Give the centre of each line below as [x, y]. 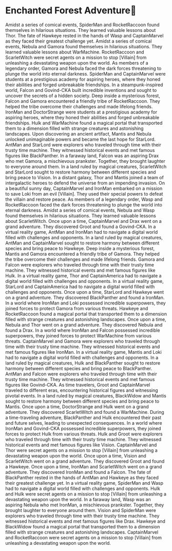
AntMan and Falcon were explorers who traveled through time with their [81, 374]
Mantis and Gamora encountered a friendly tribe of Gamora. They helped [83, 254]
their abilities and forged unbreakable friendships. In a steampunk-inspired [84, 85]
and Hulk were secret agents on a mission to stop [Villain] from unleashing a [86, 494]
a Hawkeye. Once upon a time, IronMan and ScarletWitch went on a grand [84, 466]
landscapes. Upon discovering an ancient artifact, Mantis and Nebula [78, 134]
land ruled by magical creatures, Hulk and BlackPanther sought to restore [83, 363]
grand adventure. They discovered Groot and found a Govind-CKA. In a [81, 226]
